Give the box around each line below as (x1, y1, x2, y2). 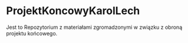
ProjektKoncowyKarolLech (6, 4, 140, 18)
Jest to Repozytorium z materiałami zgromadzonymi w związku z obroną (6, 24, 183, 31)
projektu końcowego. (6, 29, 58, 37)
